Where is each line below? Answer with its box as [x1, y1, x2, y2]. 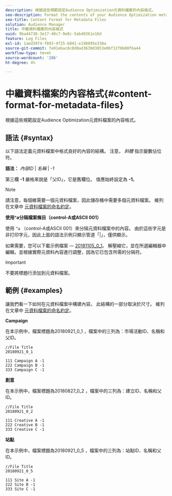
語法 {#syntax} [5, 133, 54, 142]
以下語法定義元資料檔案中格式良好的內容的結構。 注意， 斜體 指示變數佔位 [5, 148, 162, 154]
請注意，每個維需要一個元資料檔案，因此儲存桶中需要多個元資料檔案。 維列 [5, 197, 164, 203]
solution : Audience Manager [5, 22, 66, 27]
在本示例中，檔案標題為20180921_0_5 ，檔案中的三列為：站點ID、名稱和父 [5, 447, 162, 453]
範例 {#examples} [5, 286, 63, 295]
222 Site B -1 [5, 482, 36, 487]
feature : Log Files [5, 36, 47, 42]
